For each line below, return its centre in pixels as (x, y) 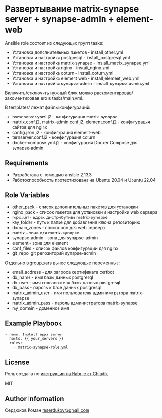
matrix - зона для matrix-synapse (46, 233)
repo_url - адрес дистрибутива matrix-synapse (60, 217)
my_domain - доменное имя (40, 308)
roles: (16, 343)
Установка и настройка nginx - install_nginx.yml (61, 68)
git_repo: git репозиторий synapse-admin (54, 253)
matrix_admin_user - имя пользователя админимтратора (70, 293)
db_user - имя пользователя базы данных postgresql (66, 282)
